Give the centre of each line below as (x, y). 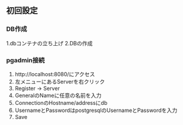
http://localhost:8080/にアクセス (55, 74)
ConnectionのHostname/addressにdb (61, 102)
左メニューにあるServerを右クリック (60, 82)
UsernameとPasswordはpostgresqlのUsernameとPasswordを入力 (96, 110)
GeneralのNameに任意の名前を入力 (58, 95)
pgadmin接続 (25, 60)
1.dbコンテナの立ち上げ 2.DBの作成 (49, 43)
